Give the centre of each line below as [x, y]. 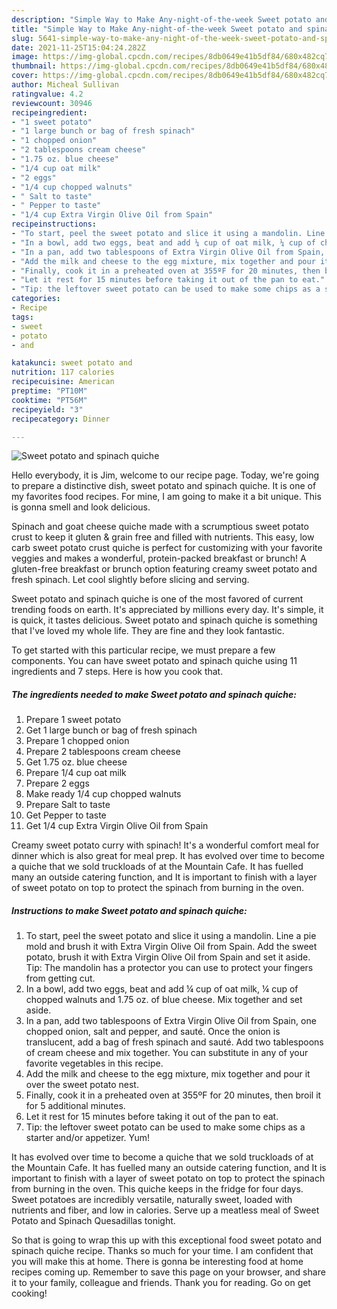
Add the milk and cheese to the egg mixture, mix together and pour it [168, 1074]
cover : [25, 76]
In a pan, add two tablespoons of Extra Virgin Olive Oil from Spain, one [171, 1021]
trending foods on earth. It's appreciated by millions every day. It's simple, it [167, 610]
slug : [22, 38]
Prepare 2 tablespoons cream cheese [103, 752]
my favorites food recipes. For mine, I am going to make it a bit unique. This [166, 497]
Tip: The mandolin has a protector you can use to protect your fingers [169, 968]
